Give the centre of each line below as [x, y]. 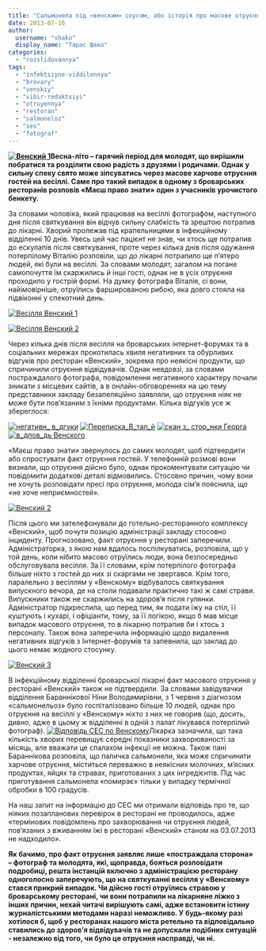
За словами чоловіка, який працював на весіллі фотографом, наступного [132, 213]
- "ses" [28, 126]
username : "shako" [46, 38]
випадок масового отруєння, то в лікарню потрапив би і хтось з [116, 624]
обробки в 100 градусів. [49, 789]
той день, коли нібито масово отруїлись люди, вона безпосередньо [123, 556]
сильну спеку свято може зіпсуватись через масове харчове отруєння [133, 173]
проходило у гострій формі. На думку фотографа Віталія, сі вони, [118, 281]
